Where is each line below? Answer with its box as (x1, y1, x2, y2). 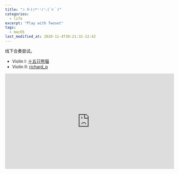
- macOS (9, 30, 25, 34)
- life (9, 16, 23, 21)
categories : (5, 12, 29, 16)
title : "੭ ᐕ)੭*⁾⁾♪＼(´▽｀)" (5, 7, 62, 12)
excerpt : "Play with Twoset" (5, 20, 64, 26)
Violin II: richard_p (12, 63, 48, 69)
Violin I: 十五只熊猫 (12, 58, 49, 64)
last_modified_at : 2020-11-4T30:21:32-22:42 (5, 34, 96, 39)
